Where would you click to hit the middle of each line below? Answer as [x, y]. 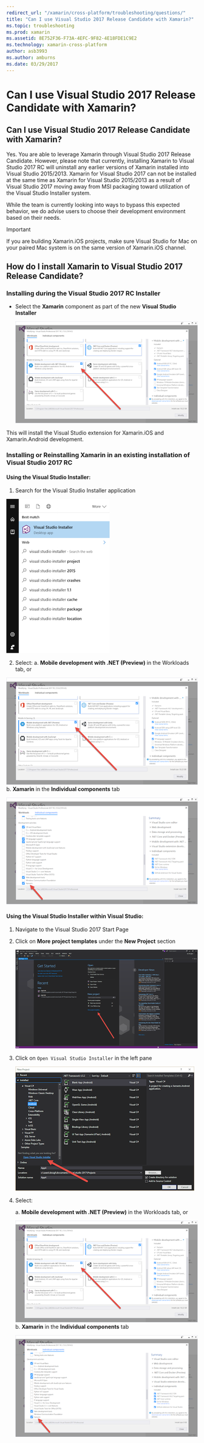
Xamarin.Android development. [45, 440]
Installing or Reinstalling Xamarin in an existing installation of [98, 455]
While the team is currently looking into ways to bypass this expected [93, 205]
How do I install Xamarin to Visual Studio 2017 [95, 267]
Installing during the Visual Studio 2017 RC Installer [83, 293]
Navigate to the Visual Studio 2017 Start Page [72, 929]
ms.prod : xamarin [28, 32]
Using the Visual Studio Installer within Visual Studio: [75, 916]
